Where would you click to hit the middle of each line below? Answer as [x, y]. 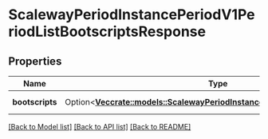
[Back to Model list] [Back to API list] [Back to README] [100, 127]
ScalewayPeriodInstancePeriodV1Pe [132, 15]
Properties [35, 61]
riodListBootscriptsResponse [107, 32]
